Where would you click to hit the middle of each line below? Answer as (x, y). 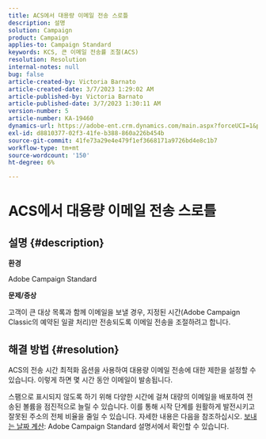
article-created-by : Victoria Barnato (72, 81)
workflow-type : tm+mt (44, 148)
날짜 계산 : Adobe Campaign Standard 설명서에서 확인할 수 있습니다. (123, 426)
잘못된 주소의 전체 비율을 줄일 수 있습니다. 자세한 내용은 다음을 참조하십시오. (125, 416)
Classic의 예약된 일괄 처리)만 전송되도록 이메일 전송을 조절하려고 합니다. (120, 322)
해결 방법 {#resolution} (64, 349)
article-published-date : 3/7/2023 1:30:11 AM (84, 104)
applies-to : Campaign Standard (60, 45)
